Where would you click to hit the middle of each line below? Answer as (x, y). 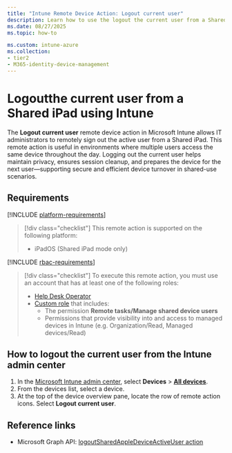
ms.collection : (29, 52)
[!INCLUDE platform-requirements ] (57, 214)
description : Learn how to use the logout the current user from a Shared (117, 20)
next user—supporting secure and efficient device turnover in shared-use (112, 169)
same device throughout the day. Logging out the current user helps (104, 154)
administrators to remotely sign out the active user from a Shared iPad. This (115, 139)
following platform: (51, 235)
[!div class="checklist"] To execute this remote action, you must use (121, 275)
